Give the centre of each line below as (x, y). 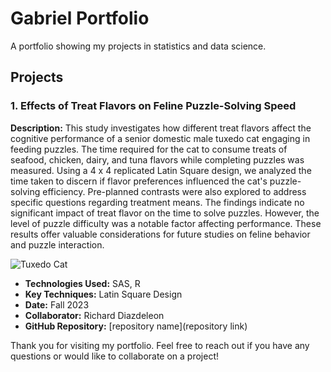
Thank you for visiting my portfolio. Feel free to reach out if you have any (160, 345)
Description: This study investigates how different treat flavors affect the (161, 128)
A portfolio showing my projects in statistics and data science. (138, 46)
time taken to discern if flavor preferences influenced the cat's (139, 181)
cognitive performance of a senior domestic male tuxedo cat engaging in (160, 138)
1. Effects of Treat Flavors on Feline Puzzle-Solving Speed (153, 106)
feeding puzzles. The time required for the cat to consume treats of (149, 149)
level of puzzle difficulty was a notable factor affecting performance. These (166, 223)
